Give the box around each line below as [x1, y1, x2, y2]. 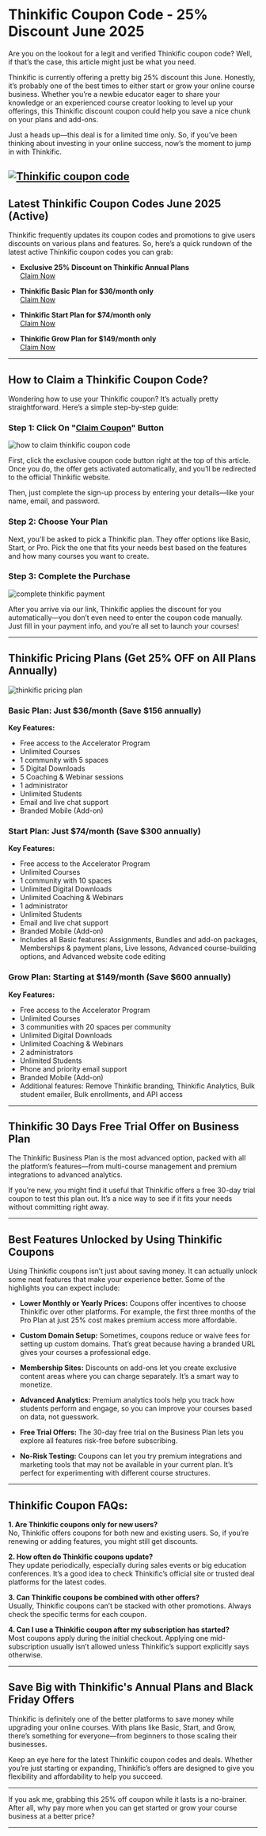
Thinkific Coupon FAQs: [8, 1499, 128, 1512]
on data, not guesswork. [19, 1412, 100, 1422]
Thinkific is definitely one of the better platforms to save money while [8, 1714, 234, 1723]
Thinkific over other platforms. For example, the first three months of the [19, 1307, 256, 1317]
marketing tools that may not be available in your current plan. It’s [19, 1460, 234, 1469]
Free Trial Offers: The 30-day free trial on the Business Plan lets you [19, 1427, 244, 1438]
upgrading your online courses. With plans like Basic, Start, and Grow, [8, 1722, 236, 1732]
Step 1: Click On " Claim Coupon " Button [8, 422, 165, 433]
